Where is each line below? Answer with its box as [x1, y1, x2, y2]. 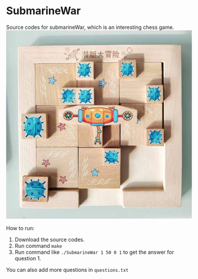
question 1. [14, 255, 41, 262]
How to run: [6, 225, 35, 232]
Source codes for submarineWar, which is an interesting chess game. [6, 24, 174, 31]
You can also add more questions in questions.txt [6, 267, 129, 274]
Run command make [14, 242, 62, 250]
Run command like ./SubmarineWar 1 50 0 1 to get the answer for [14, 249, 174, 256]
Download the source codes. [14, 236, 85, 243]
